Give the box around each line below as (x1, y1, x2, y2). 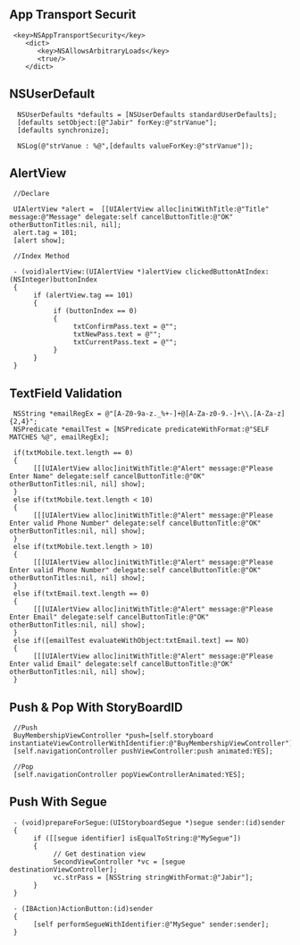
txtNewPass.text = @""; (72, 330, 162, 339)
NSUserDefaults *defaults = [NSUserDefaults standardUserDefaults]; (17, 110, 278, 119)
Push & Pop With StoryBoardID (9, 699, 183, 714)
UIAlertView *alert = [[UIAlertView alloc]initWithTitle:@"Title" (12, 205, 270, 214)
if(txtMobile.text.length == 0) (12, 449, 134, 458)
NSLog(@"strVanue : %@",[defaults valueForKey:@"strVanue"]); (17, 141, 254, 150)
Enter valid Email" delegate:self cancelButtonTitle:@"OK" (9, 660, 234, 669)
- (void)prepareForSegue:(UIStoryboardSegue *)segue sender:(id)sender (12, 818, 286, 827)
